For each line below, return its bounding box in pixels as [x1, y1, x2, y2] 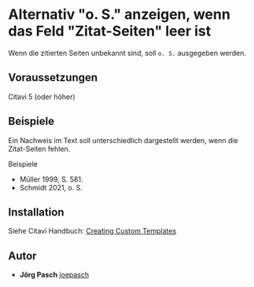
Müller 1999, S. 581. [19, 175, 83, 184]
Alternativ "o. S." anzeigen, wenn [8, 6, 230, 24]
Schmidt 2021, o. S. [19, 182, 83, 192]
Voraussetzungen [8, 71, 98, 84]
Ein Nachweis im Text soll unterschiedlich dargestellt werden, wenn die [8, 135, 238, 145]
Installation [8, 205, 64, 219]
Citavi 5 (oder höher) [8, 92, 76, 101]
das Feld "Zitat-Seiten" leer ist [8, 22, 212, 40]
